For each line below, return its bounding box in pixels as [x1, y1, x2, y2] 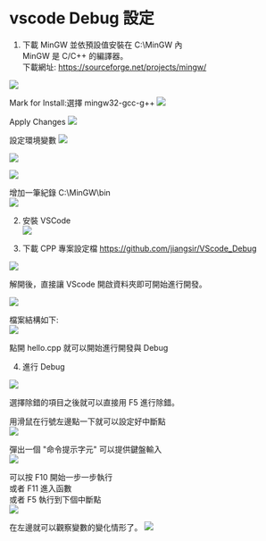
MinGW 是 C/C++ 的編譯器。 [21, 50, 129, 61]
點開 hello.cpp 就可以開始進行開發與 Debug [9, 342, 169, 353]
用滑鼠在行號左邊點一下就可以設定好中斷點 [9, 416, 166, 427]
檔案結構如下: [9, 314, 60, 325]
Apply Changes [9, 116, 66, 127]
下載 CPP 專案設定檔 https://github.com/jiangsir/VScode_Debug [21, 243, 257, 254]
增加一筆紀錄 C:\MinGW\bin [9, 187, 112, 197]
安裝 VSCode [21, 215, 71, 226]
